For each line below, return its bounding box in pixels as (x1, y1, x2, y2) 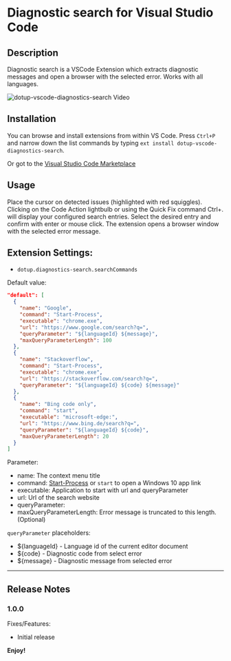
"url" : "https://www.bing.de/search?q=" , (19, 420, 140, 427)
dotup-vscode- (177, 140, 218, 147)
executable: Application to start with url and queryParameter (16, 486, 188, 494)
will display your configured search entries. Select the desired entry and (7, 212, 212, 221)
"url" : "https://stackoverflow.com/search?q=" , (19, 375, 158, 382)
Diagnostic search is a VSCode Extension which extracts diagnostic (7, 65, 199, 73)
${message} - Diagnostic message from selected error (16, 557, 173, 565)
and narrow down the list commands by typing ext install (7, 139, 175, 147)
